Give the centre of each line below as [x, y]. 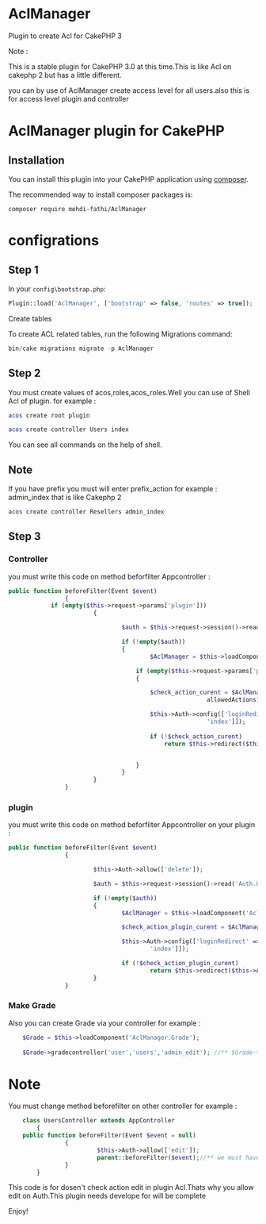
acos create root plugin [49, 415]
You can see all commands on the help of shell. [85, 445]
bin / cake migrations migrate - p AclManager [81, 348]
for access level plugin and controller [68, 98]
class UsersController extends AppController [99, 1121]
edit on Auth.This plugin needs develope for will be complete [107, 1196]
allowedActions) [233, 700]
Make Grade [32, 1006]
